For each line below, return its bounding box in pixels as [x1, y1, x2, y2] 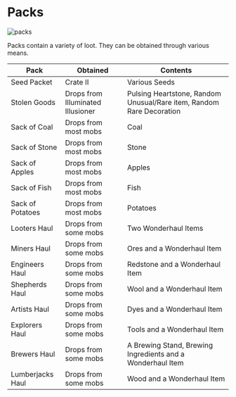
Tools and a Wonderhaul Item [127, 324, 224, 334]
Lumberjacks [11, 369, 54, 379]
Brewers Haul [11, 349, 55, 359]
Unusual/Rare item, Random [127, 97, 219, 107]
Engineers [11, 259, 44, 269]
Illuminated [65, 97, 102, 107]
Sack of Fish [11, 182, 52, 192]
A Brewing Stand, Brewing [127, 340, 214, 350]
